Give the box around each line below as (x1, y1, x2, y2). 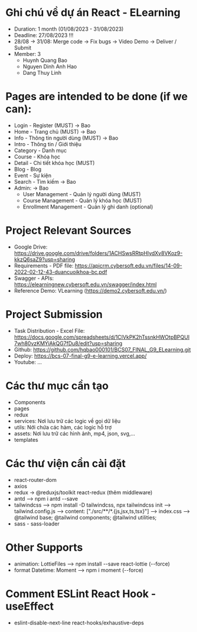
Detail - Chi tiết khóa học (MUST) (14, 159, 95, 166)
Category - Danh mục (14, 147, 67, 154)
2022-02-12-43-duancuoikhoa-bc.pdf (14, 268, 108, 275)
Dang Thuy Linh (22, 69, 62, 76)
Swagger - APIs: (14, 274, 54, 282)
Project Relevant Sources (5, 224, 132, 237)
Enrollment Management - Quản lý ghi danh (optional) (22, 203, 153, 210)
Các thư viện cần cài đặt (5, 456, 126, 470)
